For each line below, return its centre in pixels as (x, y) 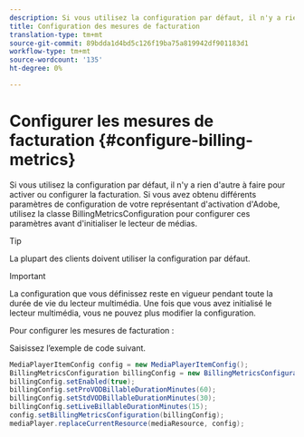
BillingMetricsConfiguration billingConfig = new (105, 373)
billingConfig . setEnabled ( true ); (72, 382)
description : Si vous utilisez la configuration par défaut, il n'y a (145, 18)
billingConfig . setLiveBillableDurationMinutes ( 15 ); (109, 407)
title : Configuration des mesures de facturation (105, 26)
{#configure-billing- (176, 141)
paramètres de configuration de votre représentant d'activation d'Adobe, (145, 204)
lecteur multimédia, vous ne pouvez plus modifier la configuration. (133, 313)
